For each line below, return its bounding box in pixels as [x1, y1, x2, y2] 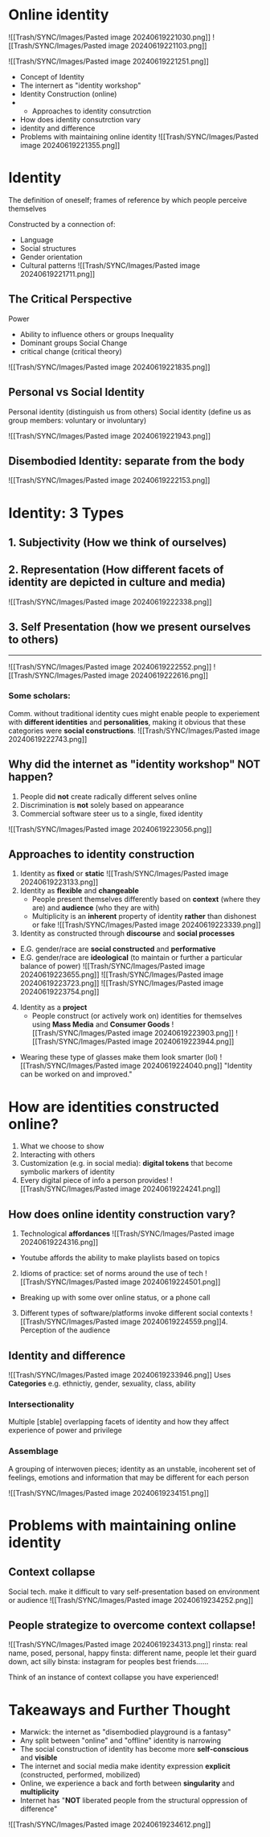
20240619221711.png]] [19, 269, 96, 278]
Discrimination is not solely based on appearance [19, 800, 185, 809]
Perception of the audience [19, 1325, 111, 1335]
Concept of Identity [19, 72, 84, 81]
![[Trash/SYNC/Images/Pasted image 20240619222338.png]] [8, 597, 212, 607]
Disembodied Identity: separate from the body [8, 454, 245, 467]
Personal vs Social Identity [8, 385, 145, 399]
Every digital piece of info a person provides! [19, 1176, 169, 1185]
